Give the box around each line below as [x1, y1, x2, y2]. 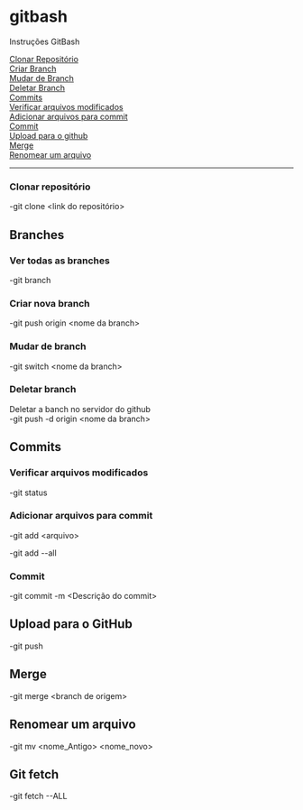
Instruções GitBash [9, 36, 80, 47]
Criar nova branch [9, 297, 90, 309]
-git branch [9, 274, 51, 285]
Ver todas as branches [9, 254, 110, 267]
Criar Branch [9, 63, 57, 74]
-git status [9, 487, 48, 498]
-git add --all [9, 548, 57, 558]
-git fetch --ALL [9, 791, 68, 802]
